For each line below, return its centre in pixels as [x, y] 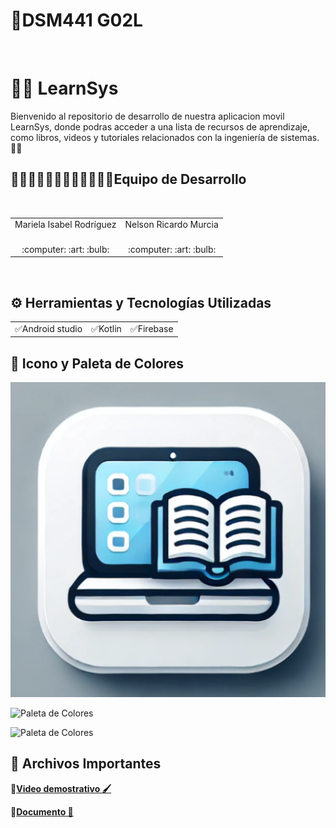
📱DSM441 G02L [76, 20]
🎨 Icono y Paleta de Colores [97, 363]
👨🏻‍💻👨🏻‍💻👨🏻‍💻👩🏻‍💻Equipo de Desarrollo [128, 179]
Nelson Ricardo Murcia [171, 225]
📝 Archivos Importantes [86, 764]
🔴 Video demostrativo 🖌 [61, 788]
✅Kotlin [106, 328]
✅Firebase [151, 328]
